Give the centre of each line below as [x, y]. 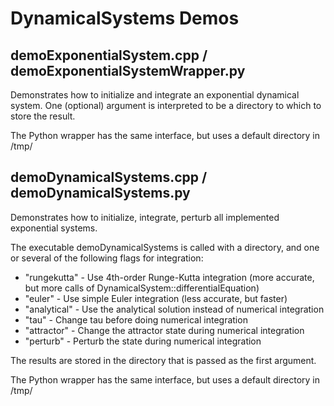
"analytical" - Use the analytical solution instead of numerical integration [174, 309]
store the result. [43, 116]
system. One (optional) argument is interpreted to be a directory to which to [166, 105]
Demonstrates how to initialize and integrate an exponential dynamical [155, 95]
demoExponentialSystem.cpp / [109, 55]
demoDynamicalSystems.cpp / [109, 177]
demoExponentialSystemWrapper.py [128, 70]
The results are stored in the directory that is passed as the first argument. [163, 360]
